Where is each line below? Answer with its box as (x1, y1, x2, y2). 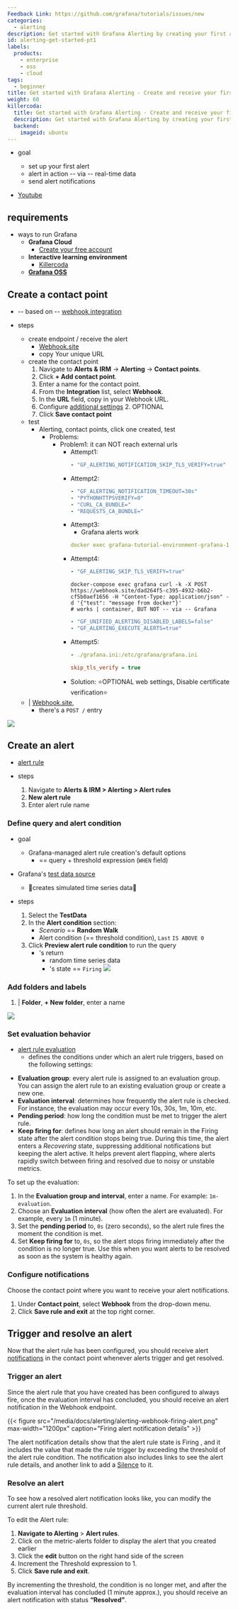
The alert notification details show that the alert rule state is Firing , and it (7, 1438, 221, 1446)
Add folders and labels (7, 982, 87, 992)
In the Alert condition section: (28, 918, 117, 927)
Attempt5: (70, 637, 100, 646)
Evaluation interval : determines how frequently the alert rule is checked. (17, 1096, 231, 1105)
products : (13, 50, 42, 57)
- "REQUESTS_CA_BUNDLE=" (70, 507, 144, 514)
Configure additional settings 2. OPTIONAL (38, 402, 164, 411)
